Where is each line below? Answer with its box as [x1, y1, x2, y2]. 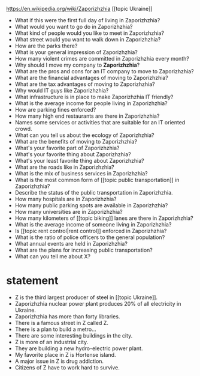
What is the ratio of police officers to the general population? [14, 234, 165, 241]
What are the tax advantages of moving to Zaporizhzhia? [14, 80, 155, 88]
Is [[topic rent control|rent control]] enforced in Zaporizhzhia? [14, 228, 167, 234]
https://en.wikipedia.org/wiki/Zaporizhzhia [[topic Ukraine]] [6, 5, 153, 12]
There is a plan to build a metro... [14, 326, 97, 333]
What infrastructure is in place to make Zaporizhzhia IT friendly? [14, 93, 174, 100]
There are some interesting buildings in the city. [14, 332, 133, 339]
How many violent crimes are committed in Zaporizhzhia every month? [14, 55, 190, 62]
